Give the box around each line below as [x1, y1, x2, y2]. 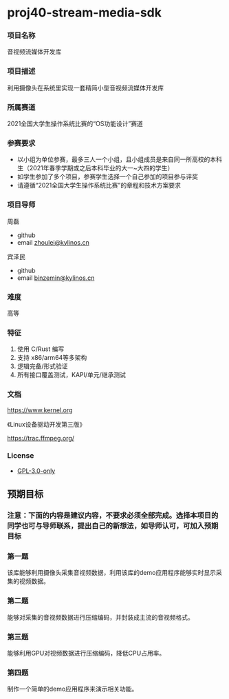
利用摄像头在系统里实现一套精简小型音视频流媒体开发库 [7, 83, 164, 92]
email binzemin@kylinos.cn [17, 274, 95, 282]
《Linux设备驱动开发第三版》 [7, 420, 86, 428]
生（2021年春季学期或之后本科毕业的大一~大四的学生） [17, 164, 174, 172]
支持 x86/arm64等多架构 [17, 354, 87, 362]
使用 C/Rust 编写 [17, 345, 65, 353]
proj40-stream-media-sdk [7, 5, 162, 21]
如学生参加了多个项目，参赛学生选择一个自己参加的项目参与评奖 [17, 172, 198, 181]
